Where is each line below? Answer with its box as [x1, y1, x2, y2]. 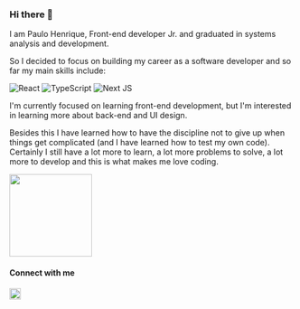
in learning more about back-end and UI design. [9, 110, 188, 121]
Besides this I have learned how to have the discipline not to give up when [9, 127, 286, 138]
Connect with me [9, 267, 75, 278]
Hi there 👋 [9, 8, 54, 21]
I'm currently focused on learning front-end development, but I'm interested [9, 100, 292, 111]
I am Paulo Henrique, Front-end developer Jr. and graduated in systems [9, 29, 277, 40]
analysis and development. [9, 38, 109, 49]
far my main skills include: [9, 65, 107, 76]
